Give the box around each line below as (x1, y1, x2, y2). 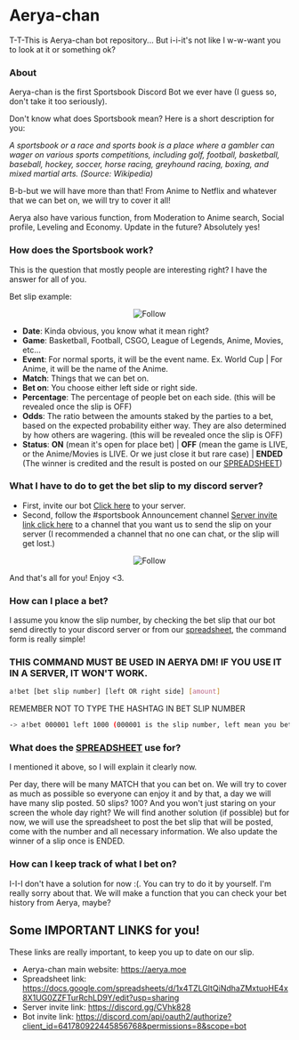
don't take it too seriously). (9, 96, 108, 107)
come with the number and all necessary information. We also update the (9, 826, 278, 837)
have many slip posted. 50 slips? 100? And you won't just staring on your (9, 798, 277, 809)
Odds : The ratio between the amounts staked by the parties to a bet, (21, 410, 274, 421)
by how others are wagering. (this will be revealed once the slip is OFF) (21, 429, 283, 440)
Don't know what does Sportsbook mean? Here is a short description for (9, 113, 275, 125)
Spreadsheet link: (21, 973, 87, 984)
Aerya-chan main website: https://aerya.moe (21, 963, 187, 974)
